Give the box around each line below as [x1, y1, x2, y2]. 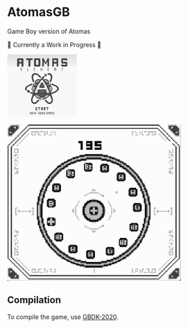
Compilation [7, 294, 61, 306]
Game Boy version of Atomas [7, 27, 91, 35]
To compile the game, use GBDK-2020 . [7, 313, 119, 321]
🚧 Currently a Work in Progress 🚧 [7, 40, 102, 49]
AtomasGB [7, 4, 71, 20]
